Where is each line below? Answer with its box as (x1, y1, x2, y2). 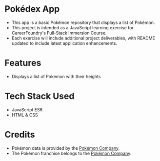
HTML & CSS (11, 112, 38, 118)
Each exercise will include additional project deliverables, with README (11, 35, 156, 41)
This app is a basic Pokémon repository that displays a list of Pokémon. (11, 20, 155, 25)
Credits (4, 129, 35, 140)
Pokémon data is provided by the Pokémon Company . (11, 145, 120, 151)
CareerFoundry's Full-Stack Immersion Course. (11, 30, 107, 36)
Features (4, 58, 41, 69)
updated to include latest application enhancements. (11, 40, 118, 46)
